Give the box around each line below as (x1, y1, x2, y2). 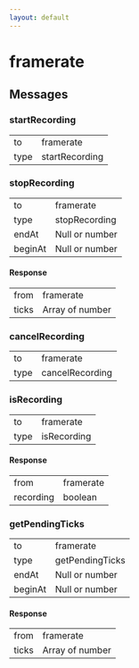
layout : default (9, 13, 69, 22)
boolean (62, 490, 98, 503)
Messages (9, 87, 69, 103)
